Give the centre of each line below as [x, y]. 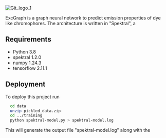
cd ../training [26, 115]
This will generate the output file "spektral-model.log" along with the [78, 130]
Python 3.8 [24, 52]
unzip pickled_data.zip [35, 111]
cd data [18, 106]
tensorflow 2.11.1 [30, 68]
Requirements [28, 39]
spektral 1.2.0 [27, 57]
